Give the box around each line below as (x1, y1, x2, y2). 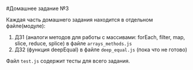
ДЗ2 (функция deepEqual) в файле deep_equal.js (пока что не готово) (14, 46, 188, 53)
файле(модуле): (6, 23, 46, 29)
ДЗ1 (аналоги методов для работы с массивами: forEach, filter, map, (14, 34, 185, 40)
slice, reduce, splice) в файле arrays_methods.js (14, 40, 132, 47)
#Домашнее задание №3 (6, 5, 69, 12)
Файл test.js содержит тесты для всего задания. (6, 58, 130, 64)
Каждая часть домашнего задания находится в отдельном (6, 16, 153, 23)
